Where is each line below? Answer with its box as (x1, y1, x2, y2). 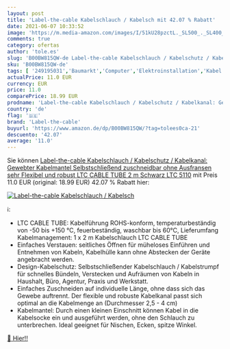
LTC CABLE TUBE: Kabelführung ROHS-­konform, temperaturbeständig (16, 219, 216, 227)
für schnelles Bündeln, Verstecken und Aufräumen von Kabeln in (16, 270, 200, 278)
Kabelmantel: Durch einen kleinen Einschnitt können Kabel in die (16, 306, 199, 315)
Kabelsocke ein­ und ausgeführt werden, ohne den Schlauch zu (16, 313, 195, 322)
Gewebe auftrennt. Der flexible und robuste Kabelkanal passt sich (16, 292, 203, 300)
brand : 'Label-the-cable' (7, 118, 81, 125)
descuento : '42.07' (7, 131, 63, 138)
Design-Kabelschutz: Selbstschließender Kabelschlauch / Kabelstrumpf (16, 263, 220, 271)
